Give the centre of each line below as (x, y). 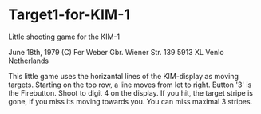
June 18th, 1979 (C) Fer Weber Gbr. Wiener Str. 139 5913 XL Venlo (117, 52)
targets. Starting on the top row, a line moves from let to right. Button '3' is (130, 85)
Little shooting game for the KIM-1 (64, 37)
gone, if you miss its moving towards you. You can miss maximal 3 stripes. (130, 101)
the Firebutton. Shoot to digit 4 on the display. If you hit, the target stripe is (131, 92)
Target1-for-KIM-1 (69, 15)
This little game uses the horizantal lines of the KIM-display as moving (124, 76)
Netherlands (29, 61)
